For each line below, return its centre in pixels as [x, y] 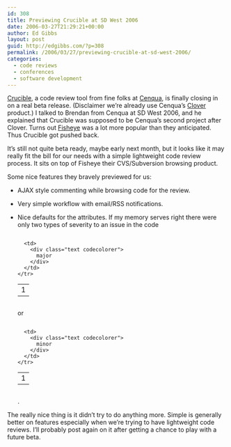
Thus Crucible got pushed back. [53, 135]
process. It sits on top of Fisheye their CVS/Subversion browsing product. [113, 164]
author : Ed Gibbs [32, 33]
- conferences [34, 72]
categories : [24, 59]
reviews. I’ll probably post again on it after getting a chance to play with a [112, 430]
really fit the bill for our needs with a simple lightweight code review [104, 156]
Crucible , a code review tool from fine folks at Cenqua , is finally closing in [113, 98]
